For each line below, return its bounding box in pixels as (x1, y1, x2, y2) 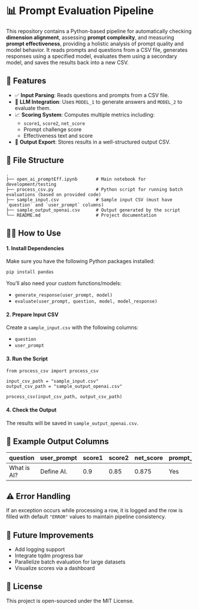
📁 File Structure (6, 155, 64, 165)
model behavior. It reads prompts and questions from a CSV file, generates (6, 46, 188, 53)
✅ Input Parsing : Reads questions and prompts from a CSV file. (14, 91, 170, 98)
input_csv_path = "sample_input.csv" (6, 379, 99, 384)
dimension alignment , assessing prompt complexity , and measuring (6, 34, 174, 41)
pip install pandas (6, 269, 54, 275)
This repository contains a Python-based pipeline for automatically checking (6, 27, 192, 35)
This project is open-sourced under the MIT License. (6, 597, 134, 604)
